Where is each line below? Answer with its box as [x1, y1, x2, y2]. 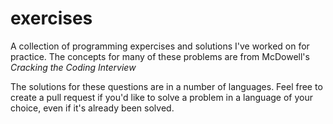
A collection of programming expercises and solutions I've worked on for [10, 40, 310, 52]
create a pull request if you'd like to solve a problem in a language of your [10, 91, 313, 103]
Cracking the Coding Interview [10, 61, 137, 73]
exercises [10, 7, 93, 30]
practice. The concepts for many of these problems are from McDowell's [10, 50, 310, 62]
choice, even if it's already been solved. [10, 102, 175, 114]
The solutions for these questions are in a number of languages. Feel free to [10, 80, 323, 92]
